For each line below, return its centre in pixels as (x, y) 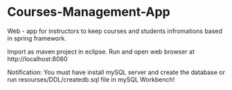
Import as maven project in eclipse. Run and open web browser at (101, 52)
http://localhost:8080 (37, 58)
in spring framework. (37, 38)
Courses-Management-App (89, 12)
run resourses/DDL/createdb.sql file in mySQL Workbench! (91, 79)
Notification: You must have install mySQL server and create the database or (116, 72)
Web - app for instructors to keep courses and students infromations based (115, 31)
